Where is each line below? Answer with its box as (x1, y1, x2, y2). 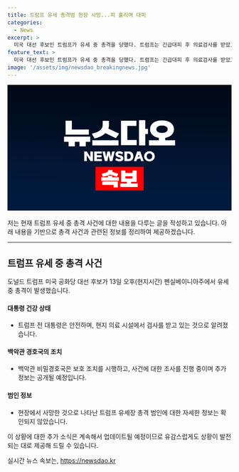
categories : (7, 18, 43, 26)
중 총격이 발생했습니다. (7, 286, 70, 295)
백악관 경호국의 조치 (7, 347, 63, 355)
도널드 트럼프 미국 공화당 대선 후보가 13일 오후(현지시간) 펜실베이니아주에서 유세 (7, 277, 229, 286)
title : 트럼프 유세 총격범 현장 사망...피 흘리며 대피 (7, 11, 147, 18)
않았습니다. (36, 417, 68, 426)
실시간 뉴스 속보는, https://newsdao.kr (7, 456, 116, 465)
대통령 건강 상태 (7, 304, 51, 312)
